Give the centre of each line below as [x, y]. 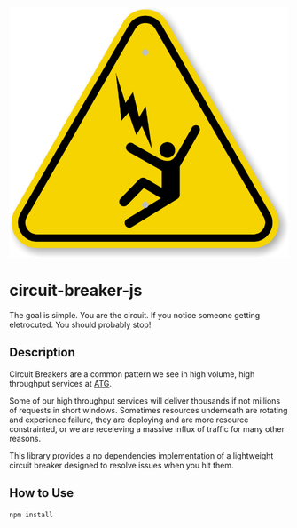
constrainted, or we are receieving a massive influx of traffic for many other [147, 428]
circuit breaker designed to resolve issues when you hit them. [121, 465]
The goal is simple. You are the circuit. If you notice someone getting [135, 316]
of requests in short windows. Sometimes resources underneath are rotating [148, 410]
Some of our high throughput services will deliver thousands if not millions [145, 400]
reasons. [25, 438]
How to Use [42, 493]
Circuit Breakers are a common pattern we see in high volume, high [132, 374]
